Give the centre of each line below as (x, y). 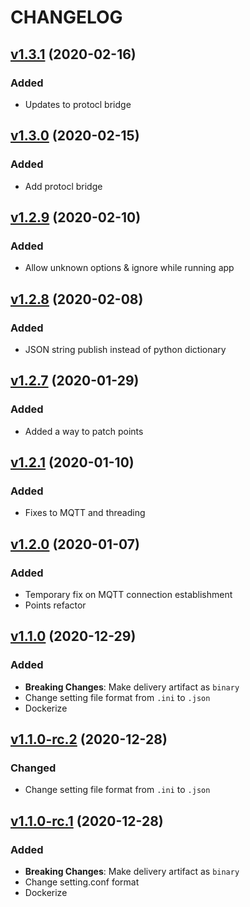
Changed (33, 768)
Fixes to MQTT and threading (85, 513)
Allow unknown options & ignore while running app (129, 268)
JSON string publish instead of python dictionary (125, 349)
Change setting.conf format (82, 882)
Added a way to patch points (84, 431)
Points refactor (55, 605)
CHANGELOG (66, 17)
